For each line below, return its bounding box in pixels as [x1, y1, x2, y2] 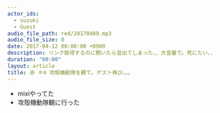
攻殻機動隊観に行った [17, 98, 80, 106]
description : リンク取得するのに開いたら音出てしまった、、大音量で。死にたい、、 [7, 50, 216, 57]
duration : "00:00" [7, 56, 61, 63]
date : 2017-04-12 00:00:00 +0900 [7, 43, 106, 50]
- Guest [13, 23, 37, 30]
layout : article [7, 62, 55, 69]
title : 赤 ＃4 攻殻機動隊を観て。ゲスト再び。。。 [7, 69, 134, 76]
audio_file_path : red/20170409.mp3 [7, 29, 112, 37]
